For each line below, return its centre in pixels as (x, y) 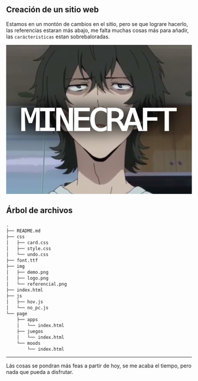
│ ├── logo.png (27, 278)
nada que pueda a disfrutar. (40, 372)
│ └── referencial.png (37, 284)
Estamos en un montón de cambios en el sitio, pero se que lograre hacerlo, (97, 24)
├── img (16, 266)
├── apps (27, 319)
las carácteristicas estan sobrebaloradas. (58, 36)
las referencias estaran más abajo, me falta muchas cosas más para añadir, (98, 30)
